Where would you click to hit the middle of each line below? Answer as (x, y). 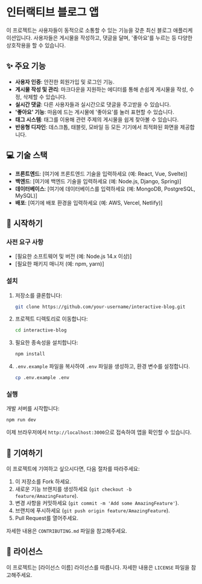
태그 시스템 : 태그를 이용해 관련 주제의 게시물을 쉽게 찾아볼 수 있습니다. (97, 119)
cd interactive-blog (41, 330)
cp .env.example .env (42, 378)
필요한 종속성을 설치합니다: (46, 343)
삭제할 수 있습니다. (45, 96)
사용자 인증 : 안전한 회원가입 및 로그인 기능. (65, 81)
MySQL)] (26, 195)
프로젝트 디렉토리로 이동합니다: (52, 319)
